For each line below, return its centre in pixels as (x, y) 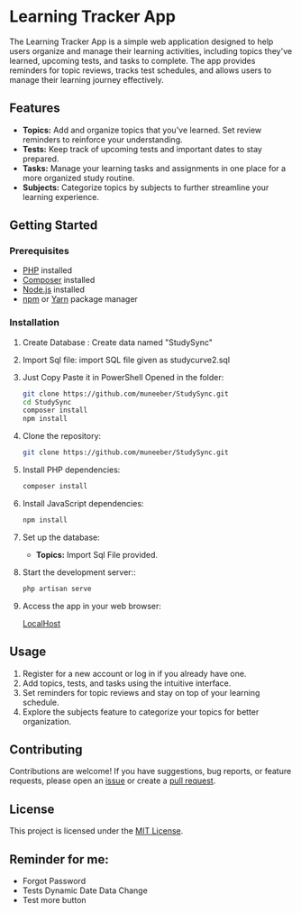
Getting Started (54, 226)
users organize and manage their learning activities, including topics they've (151, 50)
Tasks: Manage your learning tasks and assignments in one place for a (154, 168)
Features (35, 109)
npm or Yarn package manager (80, 299)
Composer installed (59, 280)
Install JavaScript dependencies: (83, 503)
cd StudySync (47, 402)
